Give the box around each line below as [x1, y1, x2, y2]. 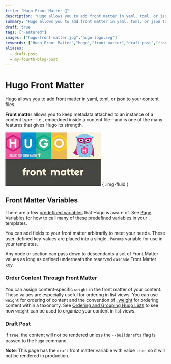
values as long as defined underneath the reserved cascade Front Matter [5, 256, 157, 263]
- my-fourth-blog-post [10, 57, 58, 62]
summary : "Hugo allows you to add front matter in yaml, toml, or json [5, 19, 160, 24]
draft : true [5, 24, 31, 30]
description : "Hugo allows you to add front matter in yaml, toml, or [5, 13, 158, 19]
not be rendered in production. [5, 352, 70, 359]
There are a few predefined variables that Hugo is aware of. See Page [5, 210, 152, 216]
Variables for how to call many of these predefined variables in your [5, 215, 148, 221]
